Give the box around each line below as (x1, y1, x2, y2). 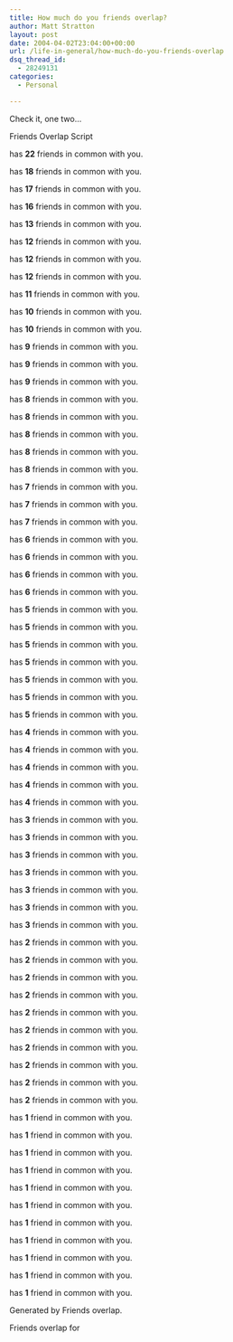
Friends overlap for (9, 1322, 80, 1333)
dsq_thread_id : (9, 55, 67, 64)
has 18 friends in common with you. (9, 165, 142, 176)
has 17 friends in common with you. (9, 183, 142, 194)
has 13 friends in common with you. (9, 218, 142, 229)
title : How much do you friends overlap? (9, 13, 168, 23)
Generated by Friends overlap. (9, 1304, 123, 1316)
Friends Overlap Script (9, 130, 93, 141)
